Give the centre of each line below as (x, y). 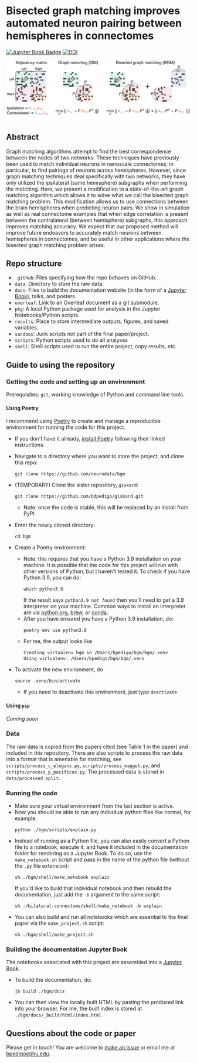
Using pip (18, 705)
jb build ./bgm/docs (40, 992)
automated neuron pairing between (94, 23)
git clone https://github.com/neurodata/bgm (70, 474)
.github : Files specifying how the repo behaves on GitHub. (86, 278)
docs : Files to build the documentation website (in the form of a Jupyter (100, 290)
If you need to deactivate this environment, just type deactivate (100, 692)
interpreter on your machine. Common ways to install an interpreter (104, 607)
